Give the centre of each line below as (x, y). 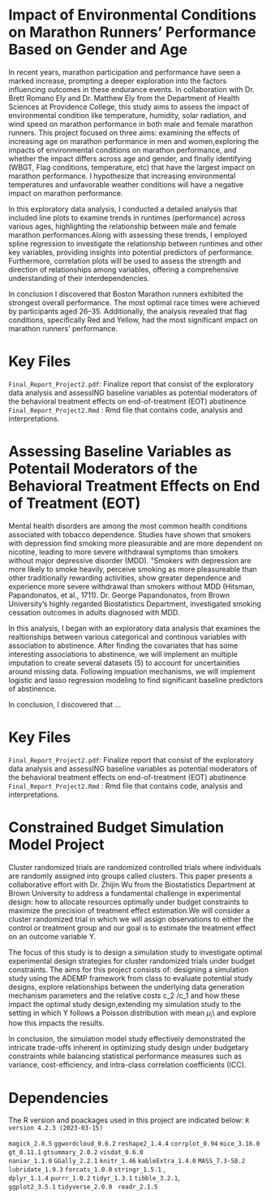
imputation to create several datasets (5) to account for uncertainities (125, 663)
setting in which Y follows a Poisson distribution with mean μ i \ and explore (133, 1013)
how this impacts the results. (56, 1023)
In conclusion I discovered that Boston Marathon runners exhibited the (126, 294)
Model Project (56, 845)
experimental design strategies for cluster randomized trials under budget (132, 961)
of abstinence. (32, 689)
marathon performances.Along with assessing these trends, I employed (128, 234)
